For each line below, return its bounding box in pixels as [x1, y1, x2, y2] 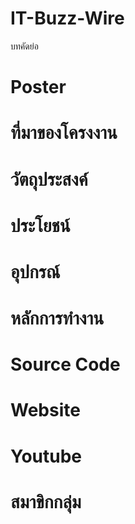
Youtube [10, 445, 83, 467]
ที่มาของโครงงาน [10, 122, 118, 144]
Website [10, 399, 81, 422]
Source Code [10, 353, 121, 376]
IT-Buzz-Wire [10, 7, 125, 30]
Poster [10, 76, 67, 99]
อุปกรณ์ [10, 260, 61, 283]
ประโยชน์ [10, 214, 71, 237]
